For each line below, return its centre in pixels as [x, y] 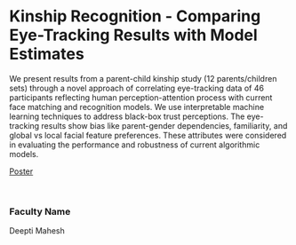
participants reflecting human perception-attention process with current [141, 97]
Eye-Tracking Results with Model [133, 35]
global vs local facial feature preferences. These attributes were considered [148, 135]
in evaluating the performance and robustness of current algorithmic [135, 145]
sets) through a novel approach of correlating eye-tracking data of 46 [137, 88]
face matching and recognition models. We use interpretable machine [137, 107]
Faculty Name [40, 211]
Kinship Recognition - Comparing [135, 16]
